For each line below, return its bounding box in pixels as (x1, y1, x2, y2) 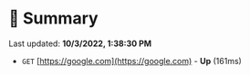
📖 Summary (8, 8, 99, 29)
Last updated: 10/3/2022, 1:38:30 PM (8, 38, 152, 49)
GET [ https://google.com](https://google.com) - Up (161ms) (21, 55, 243, 66)
